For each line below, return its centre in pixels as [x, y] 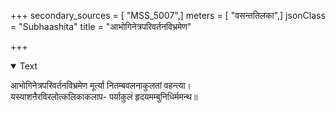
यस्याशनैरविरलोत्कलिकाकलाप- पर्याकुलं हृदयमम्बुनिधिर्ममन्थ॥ [104, 96]
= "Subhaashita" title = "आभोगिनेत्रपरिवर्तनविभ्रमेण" [101, 26]
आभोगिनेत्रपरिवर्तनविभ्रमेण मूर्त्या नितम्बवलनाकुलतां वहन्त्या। [101, 85]
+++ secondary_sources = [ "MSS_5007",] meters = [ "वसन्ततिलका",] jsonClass [168, 15]
